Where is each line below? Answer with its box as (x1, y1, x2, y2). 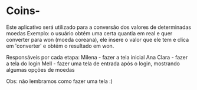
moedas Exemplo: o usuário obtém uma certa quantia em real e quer (6, 29, 173, 36)
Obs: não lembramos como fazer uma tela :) (6, 78, 113, 85)
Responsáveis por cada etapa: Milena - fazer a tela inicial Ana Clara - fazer (6, 54, 188, 61)
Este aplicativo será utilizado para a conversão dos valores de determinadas (6, 24, 192, 31)
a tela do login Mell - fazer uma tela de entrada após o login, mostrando (6, 60, 180, 67)
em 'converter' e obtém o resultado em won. (6, 42, 114, 49)
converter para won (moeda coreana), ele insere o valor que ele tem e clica (6, 36, 189, 43)
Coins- (6, 4, 40, 18)
